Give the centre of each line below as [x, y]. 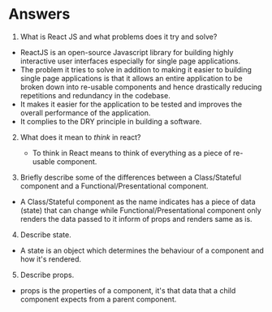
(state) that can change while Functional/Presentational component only [140, 210]
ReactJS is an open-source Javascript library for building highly [127, 52]
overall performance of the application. [85, 113]
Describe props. [47, 275]
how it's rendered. [51, 259]
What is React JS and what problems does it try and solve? [119, 37]
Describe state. [45, 234]
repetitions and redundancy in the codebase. [95, 95]
